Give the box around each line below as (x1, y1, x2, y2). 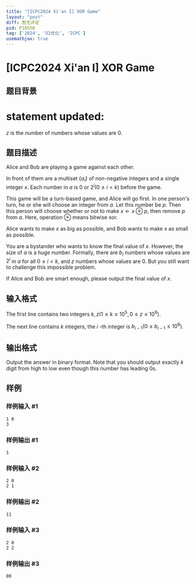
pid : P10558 (6, 25, 35, 31)
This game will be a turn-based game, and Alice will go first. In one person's (6, 195, 190, 202)
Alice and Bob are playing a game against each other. (6, 164, 135, 171)
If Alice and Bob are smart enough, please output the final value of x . (6, 275, 172, 282)
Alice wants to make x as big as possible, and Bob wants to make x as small (6, 225, 188, 232)
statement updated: (6, 110, 105, 123)
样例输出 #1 (6, 436, 38, 444)
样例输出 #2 (6, 498, 40, 506)
